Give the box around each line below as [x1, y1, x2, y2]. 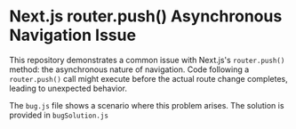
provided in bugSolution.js [9, 109, 109, 120]
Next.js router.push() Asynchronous [9, 6, 283, 27]
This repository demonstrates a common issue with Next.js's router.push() [9, 54, 285, 65]
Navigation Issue [9, 25, 136, 45]
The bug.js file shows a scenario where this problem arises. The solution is [9, 100, 284, 110]
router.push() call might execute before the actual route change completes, [9, 73, 288, 84]
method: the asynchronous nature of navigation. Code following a [9, 64, 250, 75]
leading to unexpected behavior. [9, 83, 127, 93]
